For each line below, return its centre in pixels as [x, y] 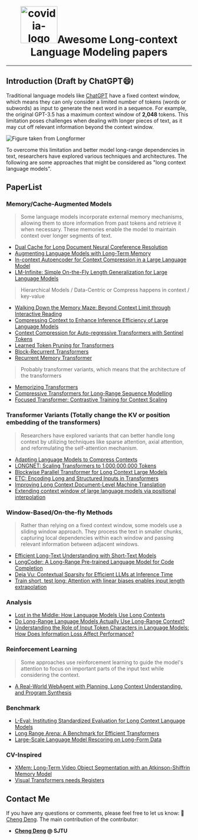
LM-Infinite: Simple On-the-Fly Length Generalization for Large [91, 273]
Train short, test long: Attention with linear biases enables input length [100, 581]
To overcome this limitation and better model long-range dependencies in [95, 150]
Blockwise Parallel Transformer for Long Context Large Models [91, 472]
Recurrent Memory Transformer [53, 358]
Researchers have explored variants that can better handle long [98, 435]
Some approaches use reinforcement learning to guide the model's [102, 662]
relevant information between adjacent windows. [80, 544]
